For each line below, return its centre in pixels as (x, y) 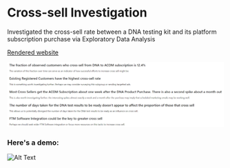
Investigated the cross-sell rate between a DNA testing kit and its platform (112, 32)
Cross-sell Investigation (77, 13)
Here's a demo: (33, 143)
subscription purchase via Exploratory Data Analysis (81, 39)
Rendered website (33, 52)
